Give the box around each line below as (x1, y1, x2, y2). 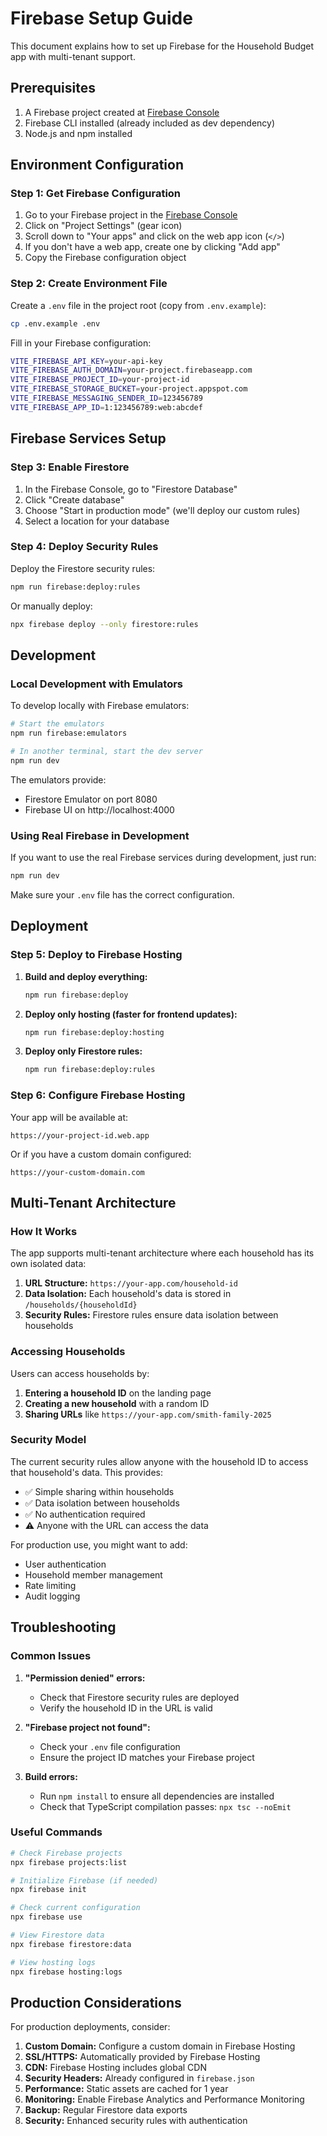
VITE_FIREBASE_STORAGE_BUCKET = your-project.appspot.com (10, 384, 248, 394)
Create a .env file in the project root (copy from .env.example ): (10, 299, 267, 311)
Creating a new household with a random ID (24, 1397, 210, 1409)
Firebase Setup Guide (10, 7, 193, 30)
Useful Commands (10, 1825, 103, 1839)
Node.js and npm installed (24, 127, 133, 139)
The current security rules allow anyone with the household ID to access (10, 1455, 309, 1467)
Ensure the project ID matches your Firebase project (39, 1751, 255, 1763)
